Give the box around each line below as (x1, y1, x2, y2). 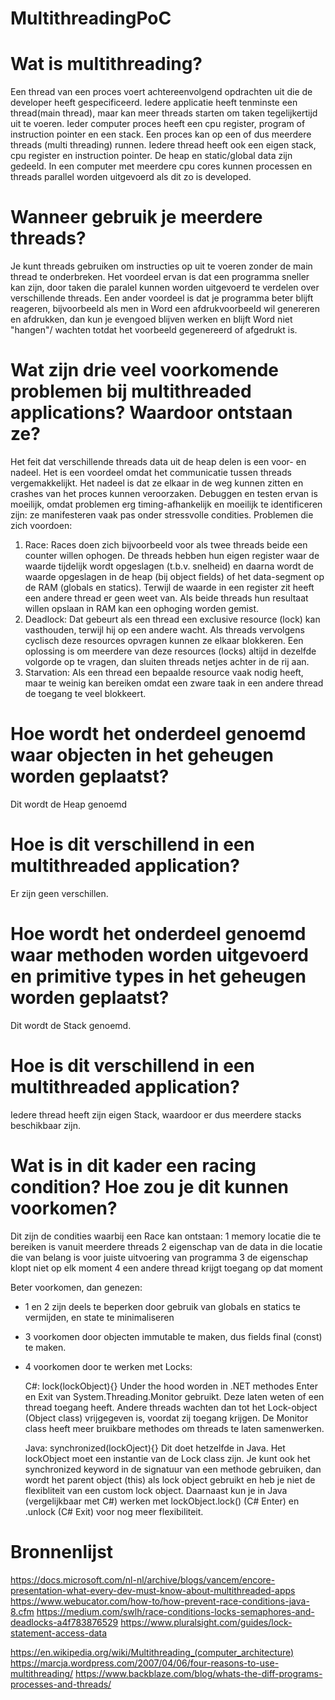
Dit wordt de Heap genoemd (10, 798, 128, 810)
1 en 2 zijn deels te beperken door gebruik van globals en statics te (24, 1300, 302, 1312)
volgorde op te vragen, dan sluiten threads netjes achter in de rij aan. (24, 656, 310, 667)
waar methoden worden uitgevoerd (10, 944, 309, 967)
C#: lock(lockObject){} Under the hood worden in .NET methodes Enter (24, 1380, 318, 1392)
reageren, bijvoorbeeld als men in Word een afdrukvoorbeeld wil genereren (10, 303, 320, 315)
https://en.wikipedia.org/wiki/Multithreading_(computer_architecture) (10, 1646, 295, 1658)
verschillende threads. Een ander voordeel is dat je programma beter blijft (10, 292, 314, 304)
